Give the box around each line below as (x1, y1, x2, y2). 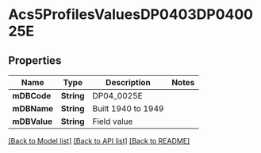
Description (106, 77, 151, 88)
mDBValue (12, 116, 53, 127)
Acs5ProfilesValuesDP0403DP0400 (8, 6, 254, 24)
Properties (8, 54, 62, 67)
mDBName (12, 103, 54, 114)
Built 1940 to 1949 (92, 103, 164, 114)
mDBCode (12, 91, 52, 101)
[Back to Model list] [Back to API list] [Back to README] (8, 136, 190, 145)
